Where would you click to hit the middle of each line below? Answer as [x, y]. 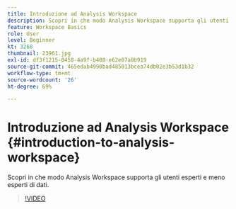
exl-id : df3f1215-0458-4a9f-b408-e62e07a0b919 [77, 60]
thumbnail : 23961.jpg [39, 54]
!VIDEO [35, 198]
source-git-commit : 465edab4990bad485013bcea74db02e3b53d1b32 [101, 67]
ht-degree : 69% [30, 86]
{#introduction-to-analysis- [91, 143]
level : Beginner [31, 40]
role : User [23, 34]
